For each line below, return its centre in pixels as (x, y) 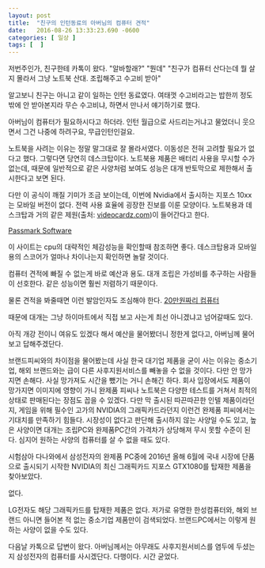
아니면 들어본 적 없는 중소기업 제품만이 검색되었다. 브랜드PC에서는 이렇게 (135, 520)
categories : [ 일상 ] (42, 38)
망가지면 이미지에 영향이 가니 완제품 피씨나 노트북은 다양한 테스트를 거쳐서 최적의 (133, 390)
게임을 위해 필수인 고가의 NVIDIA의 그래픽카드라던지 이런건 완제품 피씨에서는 (137, 410)
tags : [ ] (26, 45)
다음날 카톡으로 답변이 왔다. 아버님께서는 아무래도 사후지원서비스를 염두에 (121, 547)
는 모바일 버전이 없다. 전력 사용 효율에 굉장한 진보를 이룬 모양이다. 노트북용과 (126, 205)
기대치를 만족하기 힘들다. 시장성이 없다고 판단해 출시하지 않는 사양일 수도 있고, (129, 420)
